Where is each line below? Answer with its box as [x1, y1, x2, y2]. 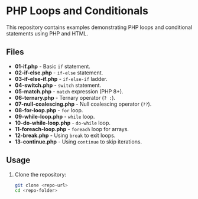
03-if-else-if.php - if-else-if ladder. [14, 75, 108, 82]
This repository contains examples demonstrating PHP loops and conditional [6, 24, 193, 31]
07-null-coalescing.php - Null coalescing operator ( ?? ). [14, 100, 152, 107]
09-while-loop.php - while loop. [14, 113, 95, 120]
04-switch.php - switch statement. [14, 81, 102, 89]
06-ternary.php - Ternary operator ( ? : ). [14, 94, 116, 101]
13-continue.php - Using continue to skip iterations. [14, 138, 142, 145]
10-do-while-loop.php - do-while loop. [14, 119, 111, 126]
